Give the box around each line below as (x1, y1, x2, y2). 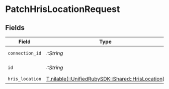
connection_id (8, 50, 42, 56)
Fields (5, 23, 25, 32)
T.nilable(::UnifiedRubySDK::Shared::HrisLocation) (46, 75, 165, 82)
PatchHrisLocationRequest (5, 3, 120, 15)
